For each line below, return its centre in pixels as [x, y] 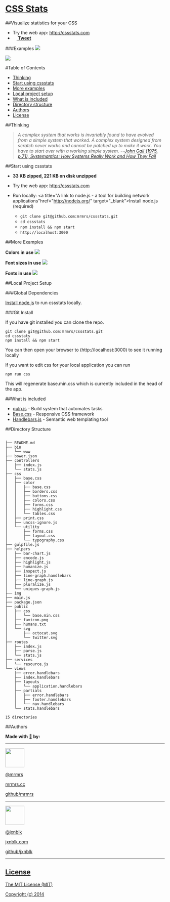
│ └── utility [22, 527]
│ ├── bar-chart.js [28, 553]
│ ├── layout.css [30, 536]
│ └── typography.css [35, 540]
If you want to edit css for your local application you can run [68, 365]
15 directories [21, 717]
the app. [14, 389]
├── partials [28, 691]
